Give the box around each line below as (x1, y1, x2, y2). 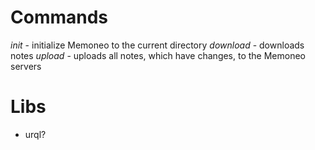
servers (10, 60, 42, 72)
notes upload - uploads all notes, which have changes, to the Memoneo (10, 49, 307, 61)
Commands (10, 6, 109, 29)
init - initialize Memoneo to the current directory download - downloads (10, 39, 305, 51)
